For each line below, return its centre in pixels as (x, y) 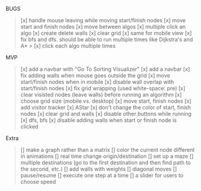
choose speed (38, 182)
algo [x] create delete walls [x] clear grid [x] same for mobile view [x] (106, 33)
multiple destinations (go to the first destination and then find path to (105, 162)
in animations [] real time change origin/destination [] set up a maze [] (107, 156)
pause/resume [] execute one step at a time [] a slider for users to (102, 175)
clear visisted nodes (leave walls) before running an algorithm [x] (101, 95)
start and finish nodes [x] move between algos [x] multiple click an (103, 27)
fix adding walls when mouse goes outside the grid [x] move (95, 75)
